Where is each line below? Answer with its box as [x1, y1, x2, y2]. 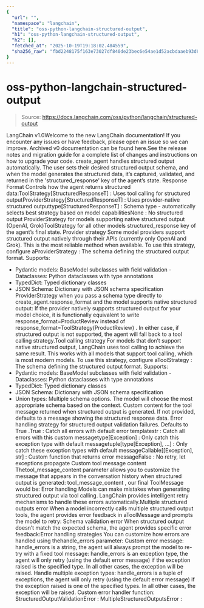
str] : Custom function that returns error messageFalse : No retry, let [15, 453, 186, 460]
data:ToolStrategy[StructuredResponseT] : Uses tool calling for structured [6, 190, 191, 197]
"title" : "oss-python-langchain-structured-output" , [12, 26, 148, 32]
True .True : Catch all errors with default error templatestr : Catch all [15, 427, 185, 434]
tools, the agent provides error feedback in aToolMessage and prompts [15, 511, 193, 518]
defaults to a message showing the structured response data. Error [15, 414, 183, 422]
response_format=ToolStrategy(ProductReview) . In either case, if [15, 324, 179, 331]
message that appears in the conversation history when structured [15, 472, 182, 480]
